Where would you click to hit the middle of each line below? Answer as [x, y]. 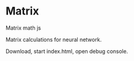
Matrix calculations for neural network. [54, 39]
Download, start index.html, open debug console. [67, 51]
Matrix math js [24, 28]
